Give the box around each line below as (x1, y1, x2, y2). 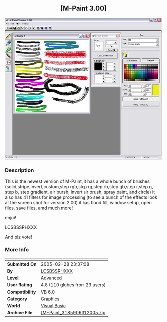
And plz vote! (5, 234, 32, 240)
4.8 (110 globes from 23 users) (40, 282, 106, 288)
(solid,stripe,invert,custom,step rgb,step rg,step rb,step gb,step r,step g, (5, 183, 153, 189)
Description (5, 167, 34, 174)
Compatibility (7, 289, 36, 295)
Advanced (40, 275, 62, 281)
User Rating (7, 282, 32, 288)
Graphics (40, 296, 60, 302)
